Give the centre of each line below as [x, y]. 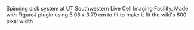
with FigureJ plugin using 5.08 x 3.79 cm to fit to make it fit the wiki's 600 [96, 15]
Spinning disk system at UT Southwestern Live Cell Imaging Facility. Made [97, 9]
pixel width [20, 21]
